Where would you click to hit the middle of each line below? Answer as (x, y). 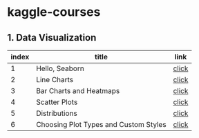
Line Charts (55, 80)
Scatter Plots (57, 102)
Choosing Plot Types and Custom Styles (101, 125)
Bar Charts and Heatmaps (78, 91)
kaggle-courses (54, 12)
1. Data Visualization (52, 38)
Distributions (56, 113)
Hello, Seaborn (60, 68)
